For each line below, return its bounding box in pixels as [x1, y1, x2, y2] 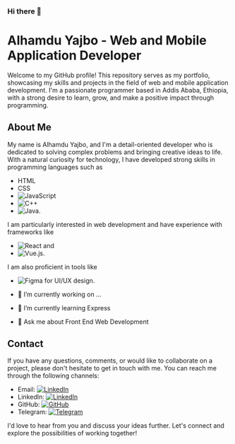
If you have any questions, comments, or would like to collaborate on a [7, 356, 213, 365]
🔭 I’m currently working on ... [17, 290, 102, 298]
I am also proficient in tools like [7, 262, 97, 271]
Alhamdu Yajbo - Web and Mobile [7, 33, 207, 49]
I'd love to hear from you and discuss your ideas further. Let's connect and [7, 421, 224, 430]
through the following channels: [7, 371, 100, 380]
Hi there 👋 [7, 6, 42, 16]
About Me [7, 122, 52, 134]
